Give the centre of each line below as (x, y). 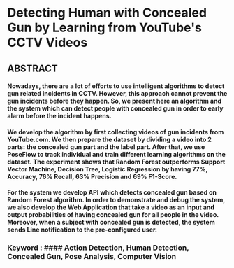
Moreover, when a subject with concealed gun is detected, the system (111, 223)
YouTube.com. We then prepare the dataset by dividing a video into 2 (109, 139)
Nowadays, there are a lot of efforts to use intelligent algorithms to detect (116, 86)
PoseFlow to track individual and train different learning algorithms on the (116, 154)
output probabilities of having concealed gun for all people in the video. (113, 215)
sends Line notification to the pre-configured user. (82, 230)
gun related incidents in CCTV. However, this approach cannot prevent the (117, 94)
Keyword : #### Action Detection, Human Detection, (98, 248)
